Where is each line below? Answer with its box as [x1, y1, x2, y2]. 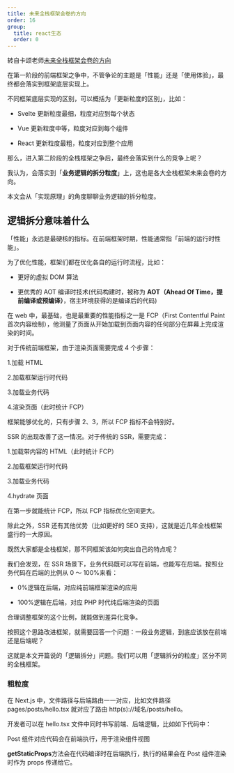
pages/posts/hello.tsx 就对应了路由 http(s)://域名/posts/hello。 [7, 705, 187, 714]
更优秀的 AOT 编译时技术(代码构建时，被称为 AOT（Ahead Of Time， [17, 287, 217, 296]
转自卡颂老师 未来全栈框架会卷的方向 [7, 57, 111, 65]
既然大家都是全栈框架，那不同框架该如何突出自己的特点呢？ [7, 545, 178, 553]
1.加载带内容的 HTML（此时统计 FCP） [7, 447, 118, 456]
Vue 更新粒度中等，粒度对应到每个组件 [17, 124, 129, 133]
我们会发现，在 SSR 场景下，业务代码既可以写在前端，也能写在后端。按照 [7, 560, 218, 568]
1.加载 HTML [7, 358, 43, 366]
